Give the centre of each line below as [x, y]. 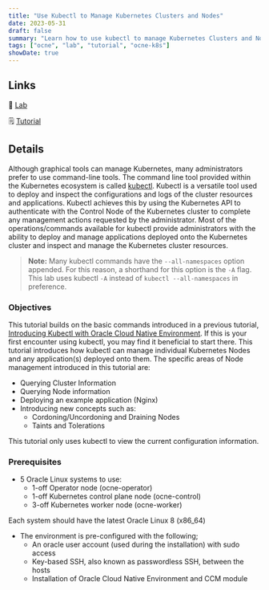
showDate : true [34, 53]
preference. [47, 287]
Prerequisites [35, 462]
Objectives [30, 307]
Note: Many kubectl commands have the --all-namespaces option [136, 261]
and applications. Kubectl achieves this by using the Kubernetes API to [125, 202]
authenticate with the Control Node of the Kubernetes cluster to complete [129, 211]
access [44, 553]
